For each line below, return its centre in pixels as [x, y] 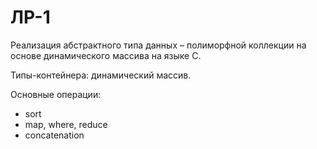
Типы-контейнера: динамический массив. [101, 75]
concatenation [54, 135]
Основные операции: [56, 94]
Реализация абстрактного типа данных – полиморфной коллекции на [158, 45]
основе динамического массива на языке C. [106, 55]
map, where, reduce [66, 124]
